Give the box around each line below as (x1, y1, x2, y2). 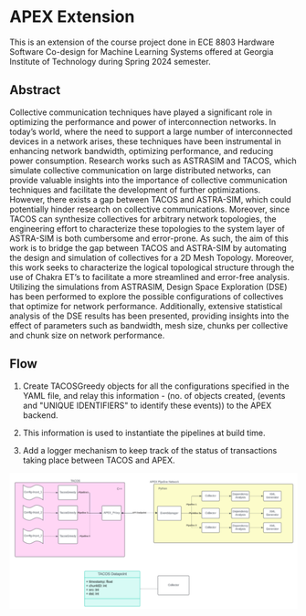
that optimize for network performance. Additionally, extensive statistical (9, 300, 283, 311)
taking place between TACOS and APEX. (22, 454, 175, 465)
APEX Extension (9, 6, 135, 27)
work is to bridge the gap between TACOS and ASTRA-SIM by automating (9, 242, 288, 253)
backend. (22, 409, 58, 421)
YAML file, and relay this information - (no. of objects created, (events (22, 390, 286, 401)
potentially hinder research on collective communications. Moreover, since (9, 204, 290, 214)
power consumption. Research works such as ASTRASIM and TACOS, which (9, 155, 297, 166)
